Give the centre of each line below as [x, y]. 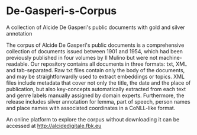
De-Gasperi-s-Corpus [62, 11]
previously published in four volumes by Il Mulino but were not [82, 57]
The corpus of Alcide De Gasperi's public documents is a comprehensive [95, 45]
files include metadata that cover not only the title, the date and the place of [98, 83]
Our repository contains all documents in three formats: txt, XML [109, 64]
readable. [18, 64]
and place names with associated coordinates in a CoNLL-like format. [91, 108]
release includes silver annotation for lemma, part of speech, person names [98, 101]
